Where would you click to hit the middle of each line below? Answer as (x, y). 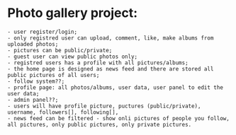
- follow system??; (36, 81)
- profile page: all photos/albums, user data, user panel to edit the (115, 87)
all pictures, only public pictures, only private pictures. (100, 124)
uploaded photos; (33, 44)
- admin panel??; (33, 100)
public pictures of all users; (54, 75)
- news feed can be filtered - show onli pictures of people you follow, (119, 118)
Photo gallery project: (73, 13)
